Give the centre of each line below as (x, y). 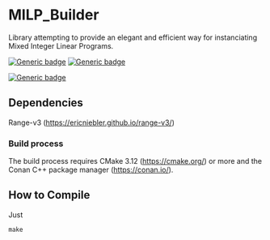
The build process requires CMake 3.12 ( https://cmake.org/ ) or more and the (135, 161)
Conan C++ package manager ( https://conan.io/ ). (91, 170)
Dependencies (46, 103)
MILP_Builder (54, 15)
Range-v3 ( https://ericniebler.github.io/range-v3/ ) (92, 122)
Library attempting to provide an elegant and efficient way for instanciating (133, 37)
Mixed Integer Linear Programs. (61, 45)
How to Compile (49, 195)
